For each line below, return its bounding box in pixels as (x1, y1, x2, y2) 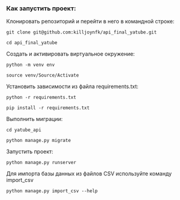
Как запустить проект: (6, 4, 76, 13)
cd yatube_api (6, 127, 42, 133)
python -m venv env (6, 62, 55, 68)
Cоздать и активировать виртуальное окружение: (6, 50, 135, 57)
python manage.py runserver (6, 160, 77, 166)
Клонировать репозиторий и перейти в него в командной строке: (6, 18, 175, 25)
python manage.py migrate (6, 138, 71, 144)
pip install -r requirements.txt (6, 105, 90, 111)
